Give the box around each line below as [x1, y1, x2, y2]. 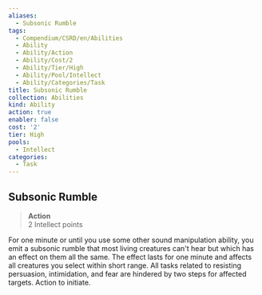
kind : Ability [8, 101, 56, 109]
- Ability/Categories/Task [15, 78, 105, 86]
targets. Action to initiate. [8, 277, 91, 287]
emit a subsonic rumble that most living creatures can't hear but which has [8, 243, 254, 253]
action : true [8, 109, 52, 117]
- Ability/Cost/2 [15, 57, 73, 65]
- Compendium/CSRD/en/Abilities [15, 34, 124, 42]
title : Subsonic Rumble [8, 86, 88, 94]
